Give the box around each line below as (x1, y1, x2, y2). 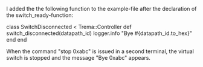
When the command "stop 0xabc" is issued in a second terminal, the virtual (6, 48, 195, 55)
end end (6, 36, 27, 43)
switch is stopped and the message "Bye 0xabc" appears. (6, 54, 151, 61)
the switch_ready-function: (6, 11, 74, 19)
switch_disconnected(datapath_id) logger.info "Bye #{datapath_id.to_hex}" (6, 30, 192, 37)
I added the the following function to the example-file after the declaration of (6, 5, 197, 12)
